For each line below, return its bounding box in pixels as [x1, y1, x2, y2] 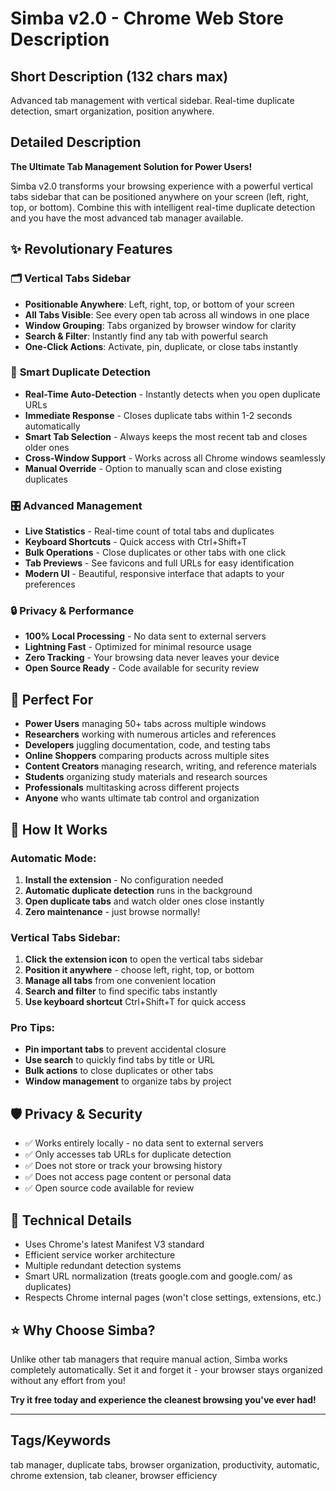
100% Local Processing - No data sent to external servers [24, 630, 267, 642]
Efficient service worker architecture [24, 1249, 176, 1261]
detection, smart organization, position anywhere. [10, 105, 215, 117]
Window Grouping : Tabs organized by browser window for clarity [24, 319, 297, 331]
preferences [24, 578, 76, 591]
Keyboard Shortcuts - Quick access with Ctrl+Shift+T [24, 536, 248, 548]
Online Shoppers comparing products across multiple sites [24, 750, 270, 762]
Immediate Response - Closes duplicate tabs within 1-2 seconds [24, 409, 293, 421]
